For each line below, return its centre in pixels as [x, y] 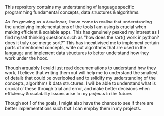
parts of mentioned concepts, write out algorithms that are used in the [76, 48]
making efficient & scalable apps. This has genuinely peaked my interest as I [82, 32]
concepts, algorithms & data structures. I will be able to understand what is [81, 83]
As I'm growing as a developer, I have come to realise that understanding [79, 22]
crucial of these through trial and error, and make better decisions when [78, 88]
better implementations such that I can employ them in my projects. [73, 108]
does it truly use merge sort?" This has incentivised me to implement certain [82, 43]
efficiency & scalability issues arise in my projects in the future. [69, 93]
